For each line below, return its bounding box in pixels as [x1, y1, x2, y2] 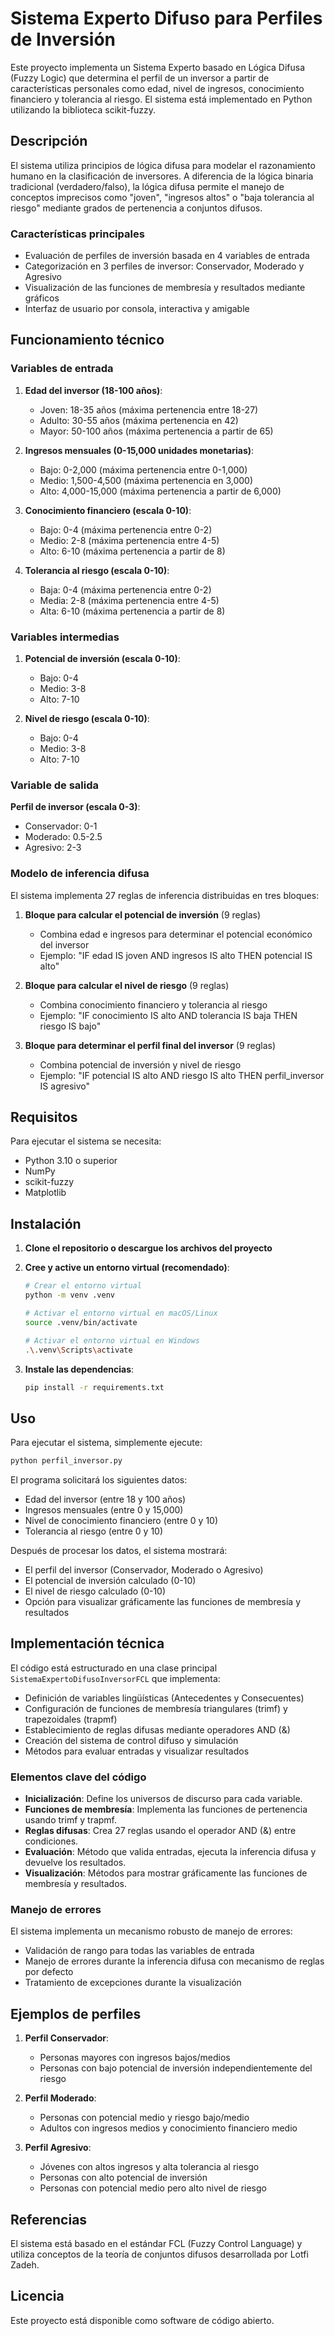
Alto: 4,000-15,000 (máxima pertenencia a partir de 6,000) [39, 485, 282, 497]
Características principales [10, 227, 145, 241]
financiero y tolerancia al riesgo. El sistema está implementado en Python [10, 93, 313, 105]
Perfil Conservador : [24, 2032, 109, 2044]
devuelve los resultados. [24, 1857, 127, 1869]
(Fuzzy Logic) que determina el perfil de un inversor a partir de [10, 72, 270, 84]
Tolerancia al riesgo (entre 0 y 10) [24, 1525, 164, 1537]
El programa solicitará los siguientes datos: [10, 1474, 188, 1486]
